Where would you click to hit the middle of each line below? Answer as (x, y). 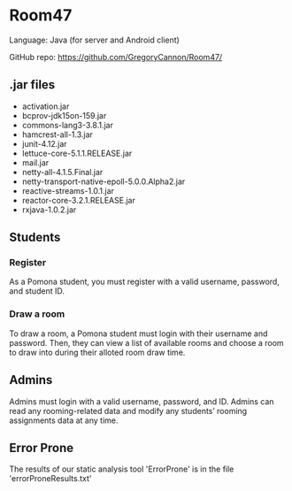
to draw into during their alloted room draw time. (97, 352)
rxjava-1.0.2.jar (49, 210)
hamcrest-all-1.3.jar (57, 134)
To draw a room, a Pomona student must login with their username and (138, 334)
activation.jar (46, 106)
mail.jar (35, 162)
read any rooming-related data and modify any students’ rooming (128, 410)
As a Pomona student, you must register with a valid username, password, (145, 282)
